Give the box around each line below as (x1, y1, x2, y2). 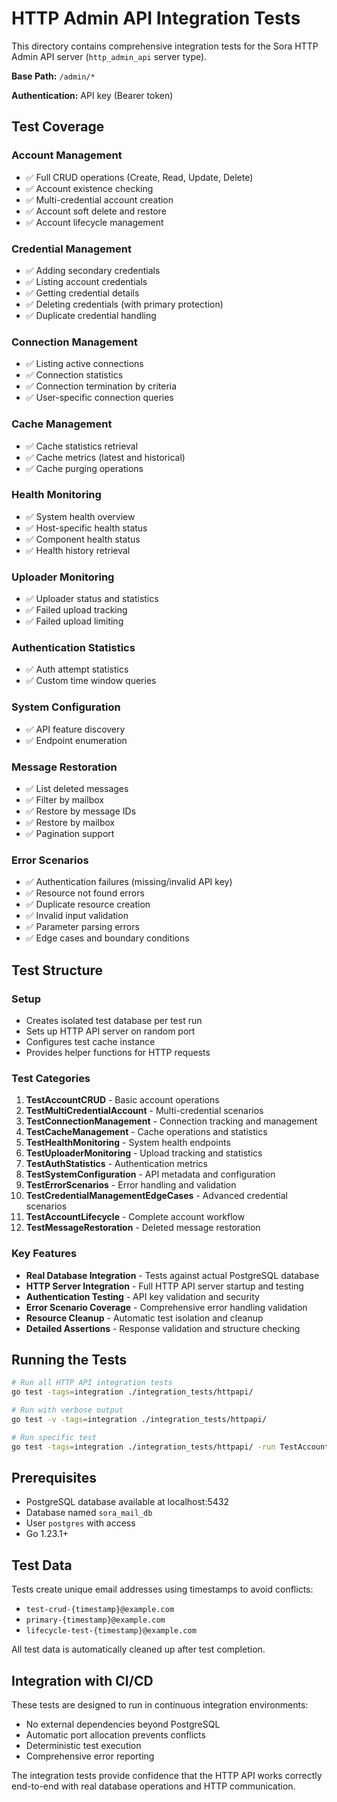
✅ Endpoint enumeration (25, 734, 128, 746)
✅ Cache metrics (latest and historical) (25, 451, 186, 463)
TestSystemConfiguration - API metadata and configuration (25, 1168, 276, 1181)
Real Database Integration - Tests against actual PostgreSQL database (25, 1269, 320, 1281)
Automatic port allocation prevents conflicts (25, 1729, 206, 1741)
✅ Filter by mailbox (25, 794, 104, 806)
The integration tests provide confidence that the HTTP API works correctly (11, 1770, 323, 1782)
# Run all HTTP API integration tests (11, 1378, 173, 1388)
